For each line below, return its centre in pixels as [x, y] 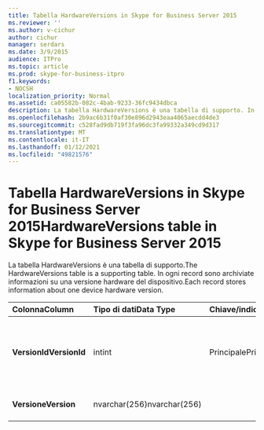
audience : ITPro [35, 60]
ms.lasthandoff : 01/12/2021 [54, 147]
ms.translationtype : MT [47, 132]
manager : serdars [37, 45]
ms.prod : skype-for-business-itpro [66, 74]
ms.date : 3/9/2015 [38, 52]
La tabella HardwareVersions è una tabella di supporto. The [103, 265]
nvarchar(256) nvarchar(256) [147, 404]
